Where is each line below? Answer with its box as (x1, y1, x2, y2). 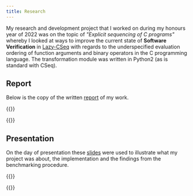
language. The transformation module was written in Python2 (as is (6, 55, 168, 62)
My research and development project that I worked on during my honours (6, 24, 186, 32)
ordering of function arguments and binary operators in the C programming (6, 49, 187, 56)
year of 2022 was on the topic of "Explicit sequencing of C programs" (6, 30, 175, 38)
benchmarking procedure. (6, 162, 69, 169)
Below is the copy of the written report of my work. (6, 94, 129, 101)
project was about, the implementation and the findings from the (6, 155, 161, 162)
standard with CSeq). (6, 62, 57, 69)
